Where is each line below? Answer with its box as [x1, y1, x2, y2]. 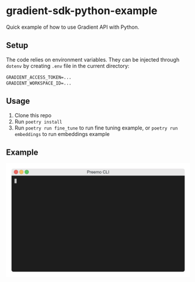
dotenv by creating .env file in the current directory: [6, 62, 130, 69]
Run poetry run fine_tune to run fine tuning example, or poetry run [14, 124, 178, 131]
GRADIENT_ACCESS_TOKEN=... [6, 74, 72, 80]
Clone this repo [14, 111, 51, 118]
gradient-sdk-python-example [6, 4, 158, 18]
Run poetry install [14, 118, 62, 125]
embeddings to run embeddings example [14, 130, 110, 137]
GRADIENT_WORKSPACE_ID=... [6, 80, 72, 86]
